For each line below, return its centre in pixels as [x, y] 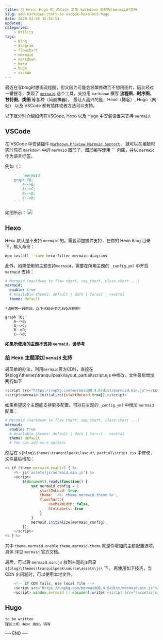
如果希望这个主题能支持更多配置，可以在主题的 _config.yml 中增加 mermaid [80, 405]
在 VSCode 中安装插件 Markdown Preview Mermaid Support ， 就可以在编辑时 [80, 143]
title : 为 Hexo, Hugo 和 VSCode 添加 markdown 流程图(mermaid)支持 [71, 9]
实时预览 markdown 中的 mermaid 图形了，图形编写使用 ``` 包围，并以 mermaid [80, 150]
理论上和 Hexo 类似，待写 [28, 624]
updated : [14, 23]
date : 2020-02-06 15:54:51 [32, 18]
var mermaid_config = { [55, 486]
